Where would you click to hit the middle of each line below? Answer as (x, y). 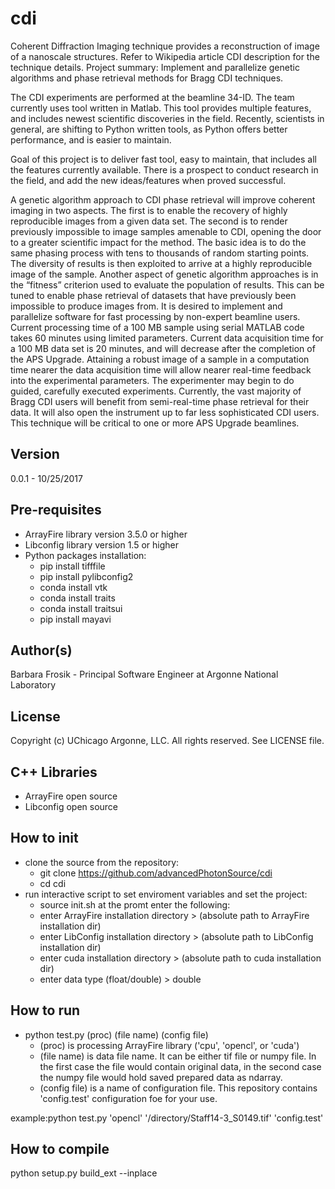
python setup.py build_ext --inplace (84, 1173)
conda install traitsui (81, 608)
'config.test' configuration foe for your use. (128, 1098)
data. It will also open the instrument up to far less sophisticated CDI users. (165, 412)
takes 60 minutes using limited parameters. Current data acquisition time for (167, 338)
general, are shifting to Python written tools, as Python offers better (149, 129)
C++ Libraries (54, 772)
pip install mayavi (75, 619)
